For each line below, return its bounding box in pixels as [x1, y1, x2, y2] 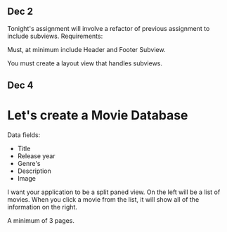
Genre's [17, 160, 41, 168]
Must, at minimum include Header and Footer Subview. [7, 45, 166, 53]
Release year [17, 152, 56, 160]
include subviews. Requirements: [7, 32, 103, 40]
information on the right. [7, 203, 77, 212]
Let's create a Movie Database [7, 108, 188, 124]
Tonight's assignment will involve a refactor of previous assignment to [7, 24, 210, 32]
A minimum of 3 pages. [7, 217, 75, 225]
